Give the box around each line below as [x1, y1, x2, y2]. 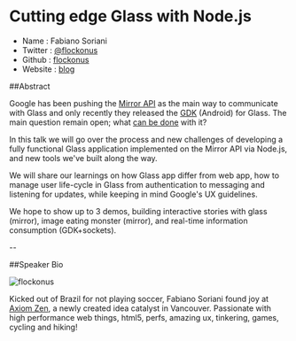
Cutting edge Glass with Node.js [9, 6, 253, 27]
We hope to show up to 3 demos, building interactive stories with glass [9, 205, 268, 216]
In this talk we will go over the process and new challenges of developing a [9, 134, 284, 144]
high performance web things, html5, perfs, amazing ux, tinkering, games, [9, 312, 279, 322]
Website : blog [21, 64, 75, 74]
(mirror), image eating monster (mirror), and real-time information [9, 215, 248, 226]
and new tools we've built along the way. [9, 152, 158, 163]
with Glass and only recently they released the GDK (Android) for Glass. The [9, 107, 287, 118]
